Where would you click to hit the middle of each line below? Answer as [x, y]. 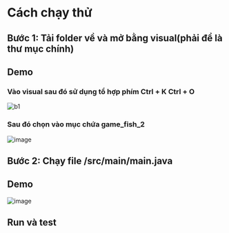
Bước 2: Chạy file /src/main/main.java [90, 160]
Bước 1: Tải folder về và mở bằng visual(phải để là [115, 38]
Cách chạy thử [50, 13]
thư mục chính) [41, 48]
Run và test [32, 222]
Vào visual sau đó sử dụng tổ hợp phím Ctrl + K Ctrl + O [101, 91]
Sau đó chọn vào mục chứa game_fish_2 [76, 124]
